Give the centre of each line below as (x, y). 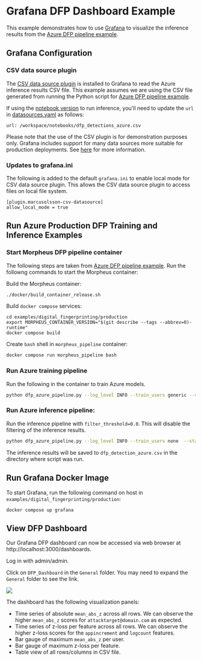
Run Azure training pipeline (47, 371)
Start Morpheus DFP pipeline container (64, 253)
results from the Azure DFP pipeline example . (62, 34)
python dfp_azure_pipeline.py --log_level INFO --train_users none (93, 441)
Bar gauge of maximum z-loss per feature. (67, 646)
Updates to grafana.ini (40, 165)
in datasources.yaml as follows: (45, 114)
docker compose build (33, 333)
